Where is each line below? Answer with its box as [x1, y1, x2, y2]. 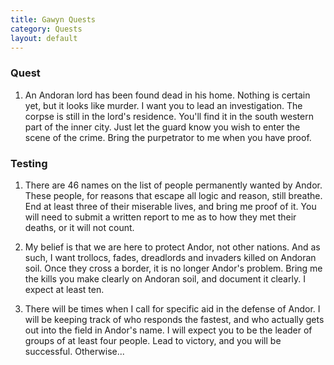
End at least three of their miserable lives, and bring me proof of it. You [24, 200, 317, 212]
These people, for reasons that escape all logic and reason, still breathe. [24, 189, 323, 201]
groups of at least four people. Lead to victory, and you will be [24, 334, 282, 346]
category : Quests [10, 24, 83, 34]
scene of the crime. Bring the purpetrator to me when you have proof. [24, 131, 312, 143]
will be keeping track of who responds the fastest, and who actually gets [24, 313, 325, 325]
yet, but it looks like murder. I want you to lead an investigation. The [24, 99, 303, 111]
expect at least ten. [24, 283, 105, 295]
